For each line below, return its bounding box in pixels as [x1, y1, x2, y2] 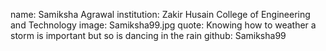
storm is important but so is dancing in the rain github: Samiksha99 [10, 30, 287, 41]
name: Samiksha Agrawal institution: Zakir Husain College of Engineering [10, 9, 311, 20]
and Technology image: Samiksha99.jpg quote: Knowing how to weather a [10, 19, 317, 31]
